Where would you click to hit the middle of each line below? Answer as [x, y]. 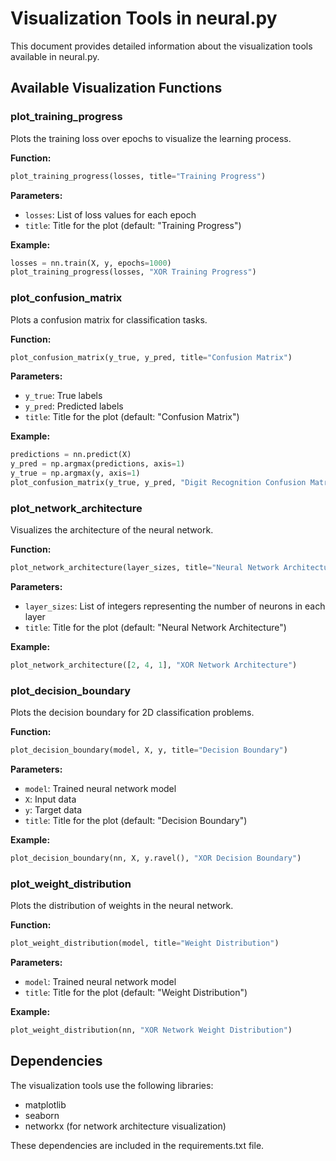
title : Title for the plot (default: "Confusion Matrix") [132, 417]
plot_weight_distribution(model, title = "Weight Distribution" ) [145, 943]
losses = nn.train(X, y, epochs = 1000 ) [91, 263]
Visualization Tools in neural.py [144, 18]
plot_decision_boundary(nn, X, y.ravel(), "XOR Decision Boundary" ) [156, 858]
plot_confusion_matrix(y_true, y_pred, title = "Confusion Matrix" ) [151, 357]
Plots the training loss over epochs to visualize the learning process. [151, 138]
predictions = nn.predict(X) [71, 455]
